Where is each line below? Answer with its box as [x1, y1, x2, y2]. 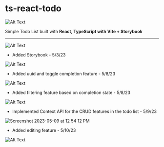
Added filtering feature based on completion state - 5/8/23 [12, 90, 131, 95]
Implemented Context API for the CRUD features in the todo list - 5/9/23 [12, 108, 157, 114]
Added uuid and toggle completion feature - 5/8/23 [12, 71, 116, 76]
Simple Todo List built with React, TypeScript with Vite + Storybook [5, 28, 143, 34]
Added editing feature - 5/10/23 [12, 127, 76, 133]
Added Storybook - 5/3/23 [12, 52, 66, 57]
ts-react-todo [5, 3, 62, 14]
